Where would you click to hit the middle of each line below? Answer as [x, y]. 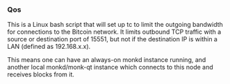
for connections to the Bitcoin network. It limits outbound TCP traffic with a [114, 32]
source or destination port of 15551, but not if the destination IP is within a [112, 39]
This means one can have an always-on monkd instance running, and [107, 60]
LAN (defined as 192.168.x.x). [49, 47]
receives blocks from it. [41, 74]
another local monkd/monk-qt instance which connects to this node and [110, 67]
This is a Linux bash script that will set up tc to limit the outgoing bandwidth [115, 25]
